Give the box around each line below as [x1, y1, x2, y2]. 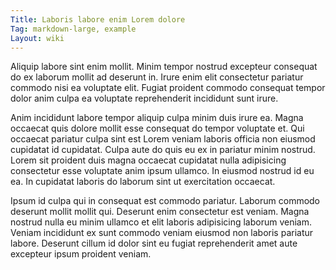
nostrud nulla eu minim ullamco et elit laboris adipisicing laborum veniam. [10, 216, 313, 228]
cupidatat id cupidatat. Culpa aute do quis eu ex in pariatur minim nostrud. [10, 144, 316, 156]
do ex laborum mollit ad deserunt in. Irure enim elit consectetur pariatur [10, 71, 304, 83]
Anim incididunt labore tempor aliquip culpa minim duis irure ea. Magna [10, 112, 304, 124]
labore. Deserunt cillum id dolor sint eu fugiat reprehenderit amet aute [10, 237, 298, 250]
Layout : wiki [10, 33, 65, 43]
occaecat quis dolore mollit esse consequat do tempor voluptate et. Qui [10, 122, 305, 135]
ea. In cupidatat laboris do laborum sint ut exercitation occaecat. [10, 176, 276, 188]
